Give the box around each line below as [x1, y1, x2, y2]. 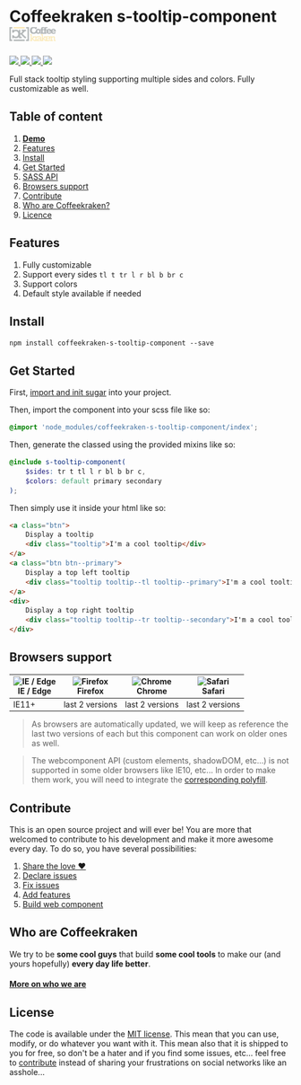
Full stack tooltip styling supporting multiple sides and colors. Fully [9, 74, 255, 84]
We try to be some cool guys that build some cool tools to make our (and [9, 948, 281, 959]
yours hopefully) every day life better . [9, 958, 150, 969]
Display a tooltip [25, 530, 94, 540]
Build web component [21, 898, 104, 909]
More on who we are [9, 979, 87, 990]
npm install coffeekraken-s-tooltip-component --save [9, 339, 215, 348]
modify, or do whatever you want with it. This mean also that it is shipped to [9, 1038, 288, 1049]
